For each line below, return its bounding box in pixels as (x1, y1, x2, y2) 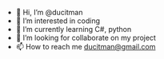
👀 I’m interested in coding (15, 16, 101, 26)
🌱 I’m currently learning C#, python (15, 25, 132, 33)
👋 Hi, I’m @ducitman (15, 8, 83, 17)
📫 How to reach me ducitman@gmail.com (15, 42, 156, 51)
